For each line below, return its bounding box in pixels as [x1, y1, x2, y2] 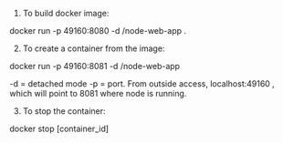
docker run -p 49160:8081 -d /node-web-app [9, 61, 181, 71]
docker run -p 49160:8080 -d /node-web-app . [9, 26, 187, 36]
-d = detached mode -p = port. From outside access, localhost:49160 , [9, 78, 276, 89]
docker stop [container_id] [9, 123, 110, 134]
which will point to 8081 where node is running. [9, 88, 187, 98]
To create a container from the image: [22, 43, 165, 54]
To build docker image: [22, 8, 110, 18]
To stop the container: [22, 106, 107, 117]
